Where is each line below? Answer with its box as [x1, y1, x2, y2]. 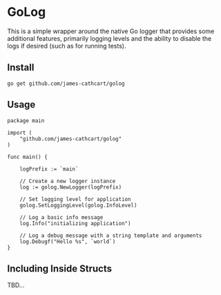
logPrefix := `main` [19, 165, 79, 173]
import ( [7, 129, 32, 136]
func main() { [7, 153, 48, 160]
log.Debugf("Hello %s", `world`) [19, 238, 116, 245]
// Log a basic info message [19, 213, 104, 221]
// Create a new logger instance [19, 178, 116, 184]
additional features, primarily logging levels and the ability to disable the [7, 34, 212, 42]
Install [7, 61, 35, 73]
